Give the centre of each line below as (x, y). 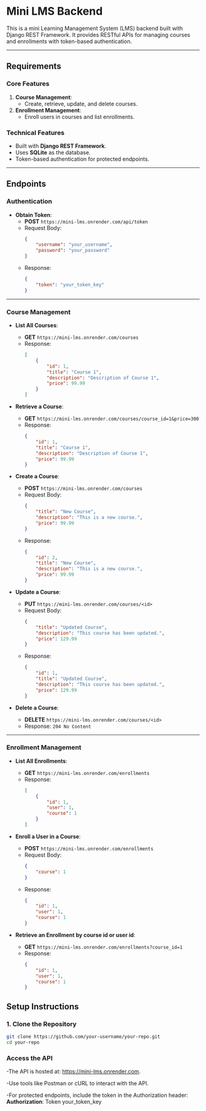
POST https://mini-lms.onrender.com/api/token (86, 221)
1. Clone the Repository (41, 1024)
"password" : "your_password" (73, 250)
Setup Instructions (43, 1006)
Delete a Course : (37, 708)
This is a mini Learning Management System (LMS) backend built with (95, 28)
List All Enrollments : (41, 761)
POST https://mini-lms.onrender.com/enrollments (89, 848)
